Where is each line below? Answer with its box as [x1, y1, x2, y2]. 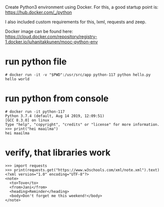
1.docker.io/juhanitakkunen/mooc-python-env [5, 39, 98, 45]
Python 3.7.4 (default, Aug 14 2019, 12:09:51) [5, 113, 105, 118]
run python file [5, 56, 67, 67]
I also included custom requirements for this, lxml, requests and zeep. [5, 19, 147, 25]
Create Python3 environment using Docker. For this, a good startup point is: [5, 4, 159, 10]
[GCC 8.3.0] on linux [5, 118, 50, 122]
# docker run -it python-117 [5, 109, 65, 114]
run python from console [5, 93, 109, 104]
